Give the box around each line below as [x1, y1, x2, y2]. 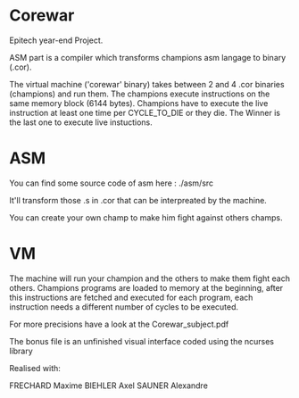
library [9, 345, 33, 356]
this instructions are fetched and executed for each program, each [9, 292, 253, 303]
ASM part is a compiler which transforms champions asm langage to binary [9, 52, 287, 62]
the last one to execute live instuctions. [9, 117, 154, 128]
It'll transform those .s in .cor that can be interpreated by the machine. [9, 195, 268, 205]
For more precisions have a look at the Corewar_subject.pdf [9, 319, 229, 329]
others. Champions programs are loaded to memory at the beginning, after [9, 282, 284, 293]
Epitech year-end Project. [9, 35, 104, 46]
